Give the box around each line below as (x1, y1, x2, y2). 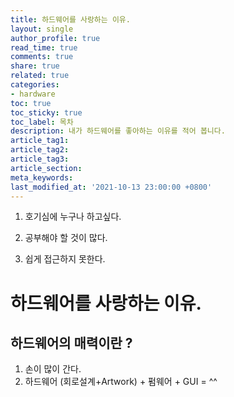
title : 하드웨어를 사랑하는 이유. (10, 14, 131, 25)
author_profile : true (10, 33, 101, 43)
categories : (10, 80, 60, 90)
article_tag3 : (10, 154, 70, 164)
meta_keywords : (10, 172, 74, 183)
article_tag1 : (10, 136, 70, 146)
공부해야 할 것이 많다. (24, 232, 108, 244)
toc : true (10, 98, 52, 108)
